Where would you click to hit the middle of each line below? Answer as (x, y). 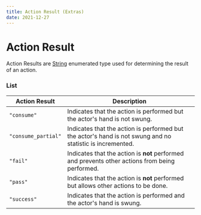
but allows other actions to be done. (118, 186)
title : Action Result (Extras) (45, 12)
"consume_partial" (35, 136)
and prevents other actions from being (121, 161)
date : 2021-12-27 (28, 17)
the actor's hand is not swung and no (119, 136)
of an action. (22, 70)
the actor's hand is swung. (104, 203)
